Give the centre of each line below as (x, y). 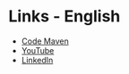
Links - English (64, 16)
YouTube (38, 50)
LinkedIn (37, 60)
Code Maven (45, 41)
